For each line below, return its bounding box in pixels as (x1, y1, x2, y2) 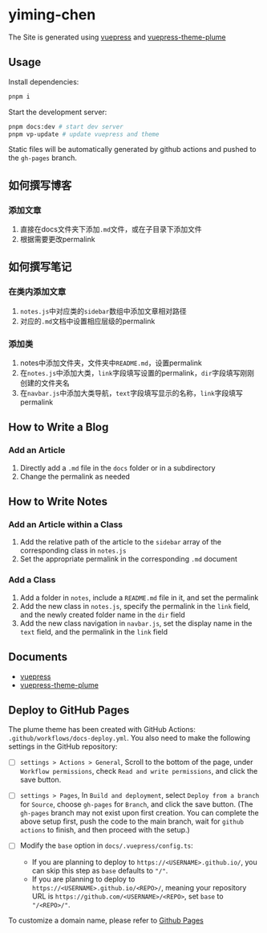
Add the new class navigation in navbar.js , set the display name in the (19, 618, 253, 628)
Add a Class (8, 574, 56, 586)
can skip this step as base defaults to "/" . (31, 865, 168, 875)
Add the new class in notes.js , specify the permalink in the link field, (19, 601, 251, 610)
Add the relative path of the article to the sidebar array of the (19, 537, 222, 547)
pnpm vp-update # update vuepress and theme (8, 130, 160, 138)
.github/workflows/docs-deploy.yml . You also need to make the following (8, 734, 251, 743)
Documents (8, 650, 68, 664)
